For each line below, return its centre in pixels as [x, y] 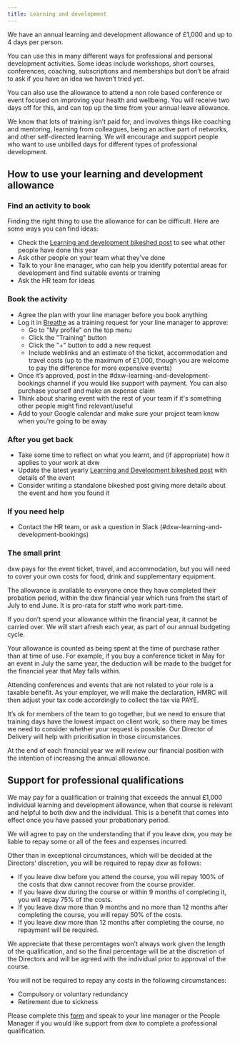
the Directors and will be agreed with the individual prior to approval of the [117, 959]
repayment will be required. [58, 930]
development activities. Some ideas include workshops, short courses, [111, 63]
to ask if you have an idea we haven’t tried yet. [76, 79]
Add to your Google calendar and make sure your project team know [119, 413]
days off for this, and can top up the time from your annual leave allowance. [119, 107]
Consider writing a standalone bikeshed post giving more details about [122, 485]
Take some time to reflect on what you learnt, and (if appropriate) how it [124, 455]
